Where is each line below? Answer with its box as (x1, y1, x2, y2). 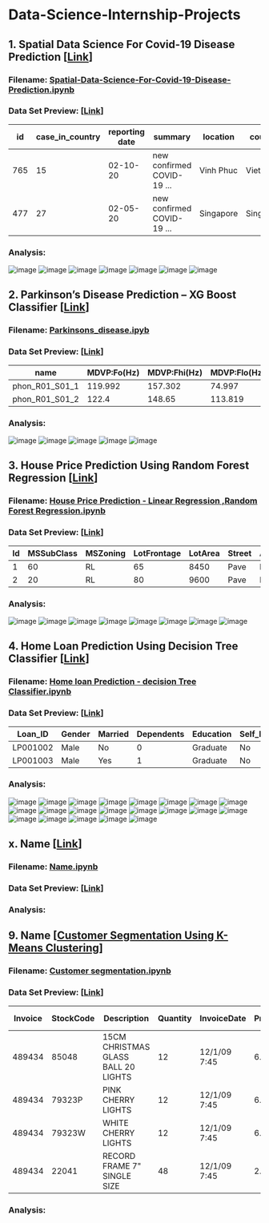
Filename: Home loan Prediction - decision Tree (8, 676, 197, 687)
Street (227, 547, 252, 558)
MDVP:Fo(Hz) (86, 367, 140, 378)
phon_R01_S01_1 (12, 380, 80, 392)
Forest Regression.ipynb (8, 505, 106, 517)
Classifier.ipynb (8, 686, 72, 698)
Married (98, 728, 130, 739)
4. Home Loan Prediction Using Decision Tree (8, 639, 239, 654)
